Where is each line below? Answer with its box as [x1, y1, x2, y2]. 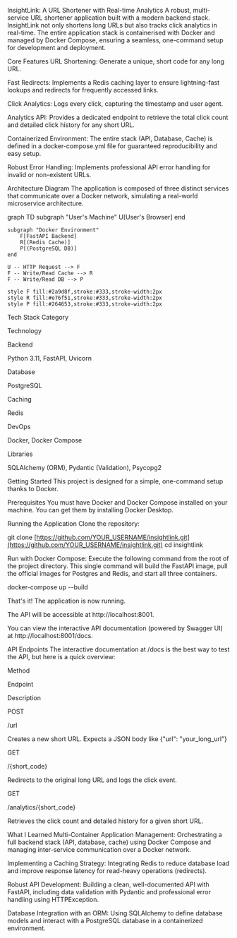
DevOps [7, 423, 31, 431]
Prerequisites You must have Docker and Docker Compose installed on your [7, 498, 228, 507]
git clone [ [7, 533, 37, 541]
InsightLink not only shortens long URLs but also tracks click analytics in [7, 21, 217, 29]
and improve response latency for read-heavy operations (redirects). [7, 867, 207, 874]
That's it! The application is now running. [7, 596, 126, 605]
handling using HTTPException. [7, 896, 99, 903]
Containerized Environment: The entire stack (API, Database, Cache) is [7, 134, 213, 143]
